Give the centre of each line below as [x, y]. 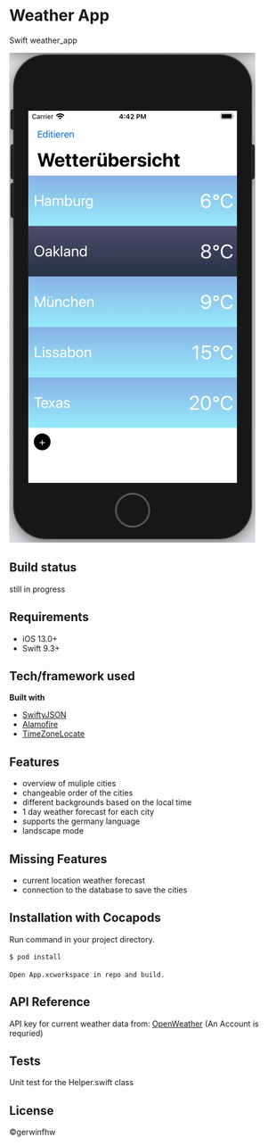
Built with [27, 698]
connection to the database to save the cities [105, 890]
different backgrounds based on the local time [107, 802]
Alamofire [40, 725]
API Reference [50, 1002]
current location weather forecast [83, 880]
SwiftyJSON [44, 715]
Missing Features [58, 859]
